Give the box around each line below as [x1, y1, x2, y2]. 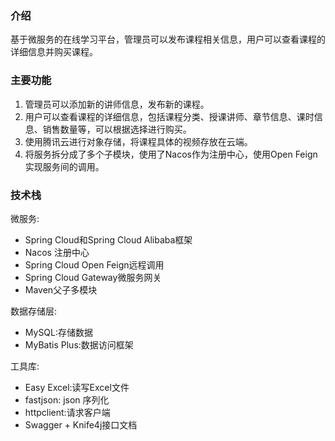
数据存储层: [10, 305, 58, 317]
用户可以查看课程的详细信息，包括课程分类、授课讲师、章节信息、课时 [24, 110, 315, 122]
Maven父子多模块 [24, 283, 98, 296]
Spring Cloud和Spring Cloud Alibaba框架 [24, 233, 193, 246]
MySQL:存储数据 [24, 326, 94, 338]
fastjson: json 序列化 [24, 393, 110, 406]
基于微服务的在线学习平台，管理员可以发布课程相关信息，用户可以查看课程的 [10, 33, 326, 46]
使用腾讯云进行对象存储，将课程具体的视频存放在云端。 [24, 135, 253, 147]
